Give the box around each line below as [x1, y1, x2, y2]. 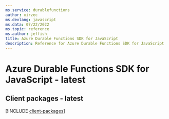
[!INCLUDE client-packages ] [5, 108, 65, 114]
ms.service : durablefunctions [5, 7, 70, 13]
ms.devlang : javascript [5, 17, 57, 22]
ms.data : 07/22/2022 [5, 22, 50, 27]
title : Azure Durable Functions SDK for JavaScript [5, 36, 118, 42]
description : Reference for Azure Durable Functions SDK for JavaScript [5, 41, 164, 46]
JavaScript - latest [5, 74, 86, 85]
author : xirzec [5, 12, 38, 17]
